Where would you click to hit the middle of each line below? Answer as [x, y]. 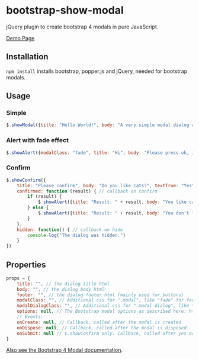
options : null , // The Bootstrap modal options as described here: [102, 312]
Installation [27, 57]
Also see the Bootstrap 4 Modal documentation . [65, 350]
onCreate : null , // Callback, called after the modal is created [99, 322]
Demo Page [20, 38]
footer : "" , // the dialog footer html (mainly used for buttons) [100, 295]
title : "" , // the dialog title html [63, 284]
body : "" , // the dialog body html [61, 289]
